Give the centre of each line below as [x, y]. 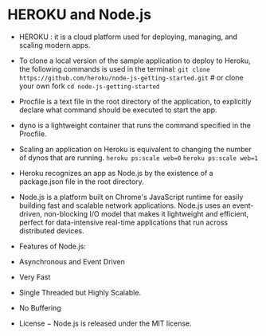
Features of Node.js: [53, 246]
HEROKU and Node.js [80, 15]
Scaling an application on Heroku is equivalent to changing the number [135, 149]
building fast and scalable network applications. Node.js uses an [125, 205]
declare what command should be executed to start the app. [118, 110]
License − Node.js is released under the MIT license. [105, 323]
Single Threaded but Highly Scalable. [80, 292]
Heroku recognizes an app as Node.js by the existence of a [116, 173]
